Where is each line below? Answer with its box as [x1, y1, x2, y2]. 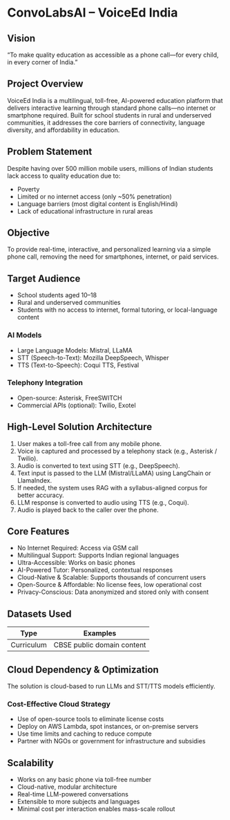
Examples [83, 628, 117, 638]
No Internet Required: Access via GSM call [17, 544, 139, 552]
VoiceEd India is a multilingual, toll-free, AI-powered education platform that [7, 96, 223, 104]
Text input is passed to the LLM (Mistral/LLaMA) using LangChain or [17, 469, 211, 477]
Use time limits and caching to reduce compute [17, 729, 152, 738]
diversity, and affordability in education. [7, 126, 120, 134]
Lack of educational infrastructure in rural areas [17, 207, 153, 215]
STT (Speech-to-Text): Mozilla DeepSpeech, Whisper [17, 353, 169, 362]
